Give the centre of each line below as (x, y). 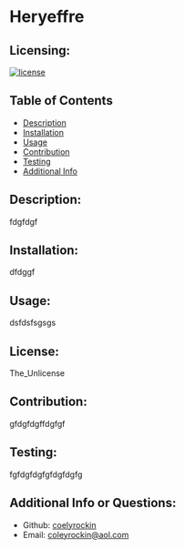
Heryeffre (47, 17)
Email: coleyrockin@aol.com (76, 534)
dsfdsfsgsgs (33, 323)
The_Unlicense (37, 373)
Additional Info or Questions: (93, 503)
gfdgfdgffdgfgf (37, 423)
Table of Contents (62, 101)
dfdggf (22, 272)
